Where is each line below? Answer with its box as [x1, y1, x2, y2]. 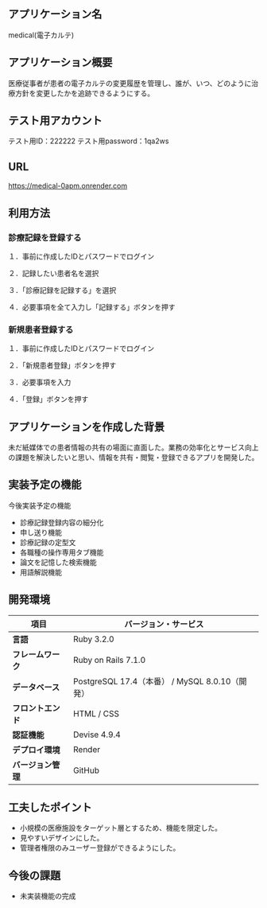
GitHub [72, 765, 99, 776]
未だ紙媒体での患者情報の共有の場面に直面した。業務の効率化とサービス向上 [8, 442, 259, 452]
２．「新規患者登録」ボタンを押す [8, 360, 117, 370]
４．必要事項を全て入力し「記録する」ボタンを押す [8, 302, 176, 312]
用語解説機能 [19, 567, 62, 577]
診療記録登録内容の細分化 [19, 517, 104, 527]
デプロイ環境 [12, 744, 61, 755]
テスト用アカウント [8, 114, 103, 127]
